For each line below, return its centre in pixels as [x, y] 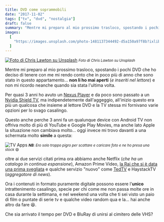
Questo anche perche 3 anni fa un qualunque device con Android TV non [79, 120]
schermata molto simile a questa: [39, 135]
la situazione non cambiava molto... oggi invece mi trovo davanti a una [76, 130]
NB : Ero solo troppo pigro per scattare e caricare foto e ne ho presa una [89, 145]
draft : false [18, 23]
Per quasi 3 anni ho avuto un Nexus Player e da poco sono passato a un [77, 95]
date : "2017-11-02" [25, 14]
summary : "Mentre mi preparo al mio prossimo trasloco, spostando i [76, 28]
